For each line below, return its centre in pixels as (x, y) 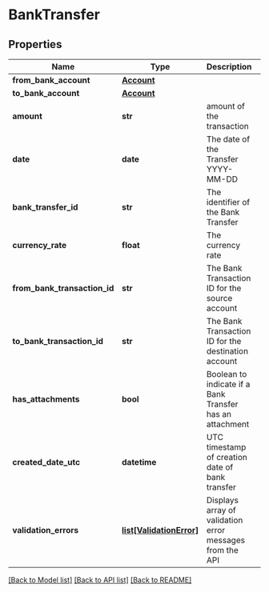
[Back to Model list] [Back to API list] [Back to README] (100, 580)
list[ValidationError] (160, 530)
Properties (35, 44)
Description (229, 67)
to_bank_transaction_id (58, 341)
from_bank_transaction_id (63, 288)
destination (227, 351)
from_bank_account (51, 80)
